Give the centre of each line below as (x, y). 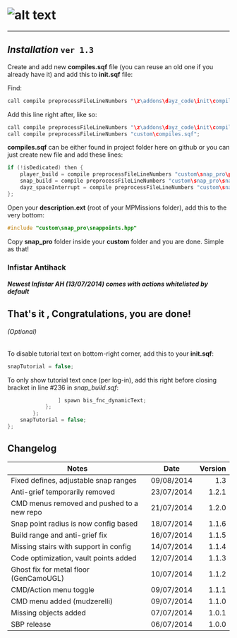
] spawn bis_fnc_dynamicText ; (102, 400)
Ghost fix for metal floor (50, 570)
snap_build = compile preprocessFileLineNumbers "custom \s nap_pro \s (123, 181)
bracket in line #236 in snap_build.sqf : (63, 387)
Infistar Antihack (37, 267)
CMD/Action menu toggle (53, 589)
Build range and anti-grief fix (59, 535)
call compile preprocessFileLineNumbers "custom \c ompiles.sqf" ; (104, 134)
